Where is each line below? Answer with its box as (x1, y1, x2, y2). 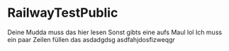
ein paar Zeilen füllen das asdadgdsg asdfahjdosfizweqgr (7, 35, 175, 43)
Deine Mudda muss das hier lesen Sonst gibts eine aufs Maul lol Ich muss (7, 28, 222, 36)
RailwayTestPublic (7, 5, 118, 21)
